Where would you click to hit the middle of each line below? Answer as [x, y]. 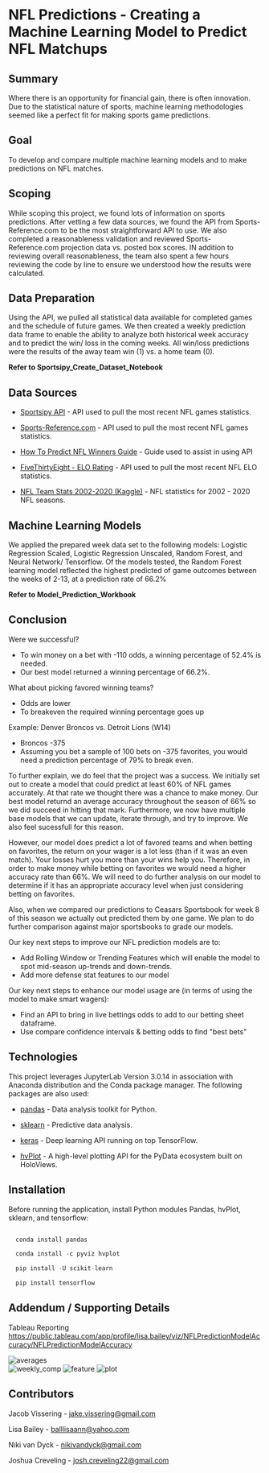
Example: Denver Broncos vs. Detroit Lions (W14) [90, 727]
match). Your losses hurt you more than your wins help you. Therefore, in [129, 860]
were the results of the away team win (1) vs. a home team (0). [112, 352]
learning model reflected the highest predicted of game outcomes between [132, 571]
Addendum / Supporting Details [89, 1308]
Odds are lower [45, 703]
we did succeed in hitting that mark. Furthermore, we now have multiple [127, 810]
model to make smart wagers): [59, 999]
